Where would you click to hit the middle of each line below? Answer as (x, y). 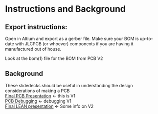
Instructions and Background (66, 9)
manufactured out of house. (33, 49)
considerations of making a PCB (37, 91)
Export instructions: (36, 27)
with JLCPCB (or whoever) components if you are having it (74, 44)
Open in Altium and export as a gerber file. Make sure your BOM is (72, 38)
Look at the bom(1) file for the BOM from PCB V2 (54, 58)
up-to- (146, 38)
